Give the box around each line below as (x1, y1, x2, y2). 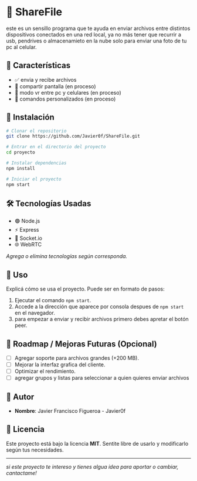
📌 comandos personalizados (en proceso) (14, 95, 116, 102)
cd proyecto (6, 149, 35, 155)
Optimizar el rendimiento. (14, 368, 76, 375)
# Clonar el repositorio (6, 128, 67, 134)
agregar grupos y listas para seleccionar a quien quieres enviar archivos (14, 375, 189, 382)
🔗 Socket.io (14, 235, 43, 242)
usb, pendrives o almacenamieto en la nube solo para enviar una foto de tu (6, 37, 187, 44)
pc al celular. (6, 44, 37, 51)
